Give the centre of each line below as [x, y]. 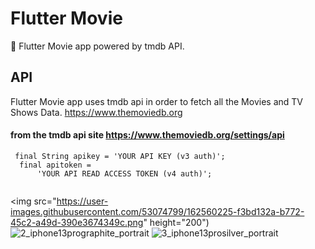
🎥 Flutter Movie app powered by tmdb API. [97, 46]
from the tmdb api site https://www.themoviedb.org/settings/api [147, 135]
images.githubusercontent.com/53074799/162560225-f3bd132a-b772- [157, 211]
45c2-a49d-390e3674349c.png [77, 222]
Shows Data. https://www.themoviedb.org [96, 112]
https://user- [82, 201]
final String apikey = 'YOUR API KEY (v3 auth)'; [120, 156]
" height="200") [176, 222]
